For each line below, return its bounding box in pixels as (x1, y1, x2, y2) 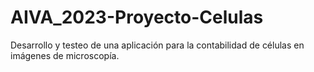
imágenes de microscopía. (10, 49, 120, 61)
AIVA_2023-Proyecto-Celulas (10, 6, 264, 29)
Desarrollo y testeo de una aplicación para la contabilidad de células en (10, 39, 305, 51)
